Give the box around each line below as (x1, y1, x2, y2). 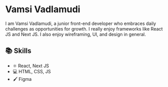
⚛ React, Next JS (12, 63, 49, 69)
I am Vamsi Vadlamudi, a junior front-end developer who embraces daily (5, 20, 156, 26)
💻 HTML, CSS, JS (12, 68, 51, 74)
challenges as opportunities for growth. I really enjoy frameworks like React (5, 25, 163, 32)
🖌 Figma (12, 76, 32, 82)
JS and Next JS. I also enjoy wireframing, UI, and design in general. (5, 31, 146, 37)
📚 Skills (5, 47, 31, 55)
